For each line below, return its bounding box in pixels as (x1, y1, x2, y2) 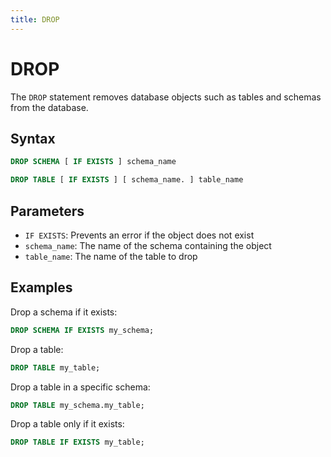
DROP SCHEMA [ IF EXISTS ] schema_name (10, 157, 177, 167)
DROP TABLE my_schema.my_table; (10, 400, 145, 410)
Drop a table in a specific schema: (10, 381, 151, 393)
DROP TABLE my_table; (10, 362, 101, 373)
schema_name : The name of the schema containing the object (24, 239, 272, 251)
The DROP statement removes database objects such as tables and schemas (10, 91, 322, 103)
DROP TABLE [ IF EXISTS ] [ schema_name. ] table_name (10, 175, 244, 185)
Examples (10, 279, 73, 296)
